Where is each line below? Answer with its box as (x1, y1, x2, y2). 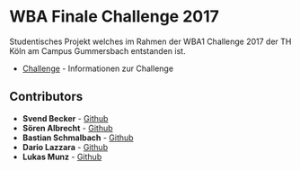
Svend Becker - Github (22, 112, 109, 123)
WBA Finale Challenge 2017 (9, 6, 220, 27)
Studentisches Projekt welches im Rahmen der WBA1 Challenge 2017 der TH (9, 36, 292, 47)
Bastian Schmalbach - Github (22, 132, 134, 143)
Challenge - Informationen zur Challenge (22, 63, 173, 74)
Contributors (9, 89, 84, 104)
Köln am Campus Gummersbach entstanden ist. (9, 45, 186, 56)
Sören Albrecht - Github (22, 122, 114, 133)
